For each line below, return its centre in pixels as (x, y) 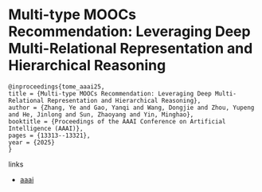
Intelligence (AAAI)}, (46, 128)
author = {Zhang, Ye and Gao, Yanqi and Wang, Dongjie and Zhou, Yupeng (131, 108)
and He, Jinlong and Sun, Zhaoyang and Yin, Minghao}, (101, 114)
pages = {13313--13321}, (49, 135)
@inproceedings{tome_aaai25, (57, 86)
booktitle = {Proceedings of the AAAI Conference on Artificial (117, 121)
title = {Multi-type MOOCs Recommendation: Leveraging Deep (110, 93)
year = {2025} (32, 142)
